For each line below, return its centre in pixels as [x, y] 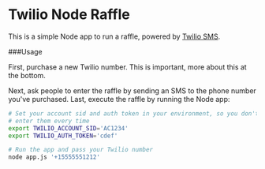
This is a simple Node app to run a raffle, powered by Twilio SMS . [114, 36]
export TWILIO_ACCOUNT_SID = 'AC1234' [68, 128]
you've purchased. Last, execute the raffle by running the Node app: [119, 99]
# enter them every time [49, 121]
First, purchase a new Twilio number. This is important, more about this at [127, 67]
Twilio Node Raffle [69, 15]
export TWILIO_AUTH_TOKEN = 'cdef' [63, 136]
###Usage [26, 51]
